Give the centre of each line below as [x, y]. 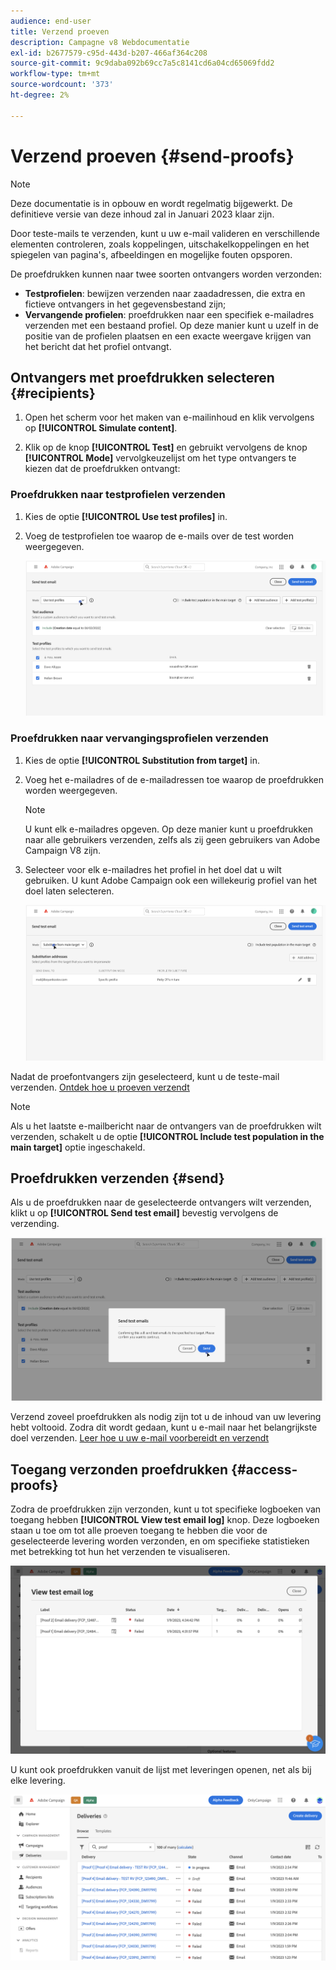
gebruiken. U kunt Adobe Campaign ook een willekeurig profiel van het [171, 880]
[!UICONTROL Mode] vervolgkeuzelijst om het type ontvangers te [160, 458]
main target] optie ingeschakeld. [78, 1147]
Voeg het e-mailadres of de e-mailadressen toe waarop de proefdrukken [174, 779]
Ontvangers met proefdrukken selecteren [142, 377]
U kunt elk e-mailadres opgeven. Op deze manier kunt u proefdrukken [169, 829]
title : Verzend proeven [60, 31]
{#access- [264, 1469]
